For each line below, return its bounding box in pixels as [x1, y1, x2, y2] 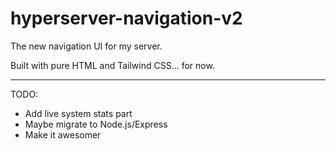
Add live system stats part [24, 107, 133, 119]
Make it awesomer [24, 128, 102, 141]
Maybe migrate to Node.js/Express [24, 118, 168, 130]
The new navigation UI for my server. [10, 40, 163, 52]
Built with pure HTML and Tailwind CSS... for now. [10, 59, 215, 71]
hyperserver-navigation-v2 [10, 7, 243, 30]
